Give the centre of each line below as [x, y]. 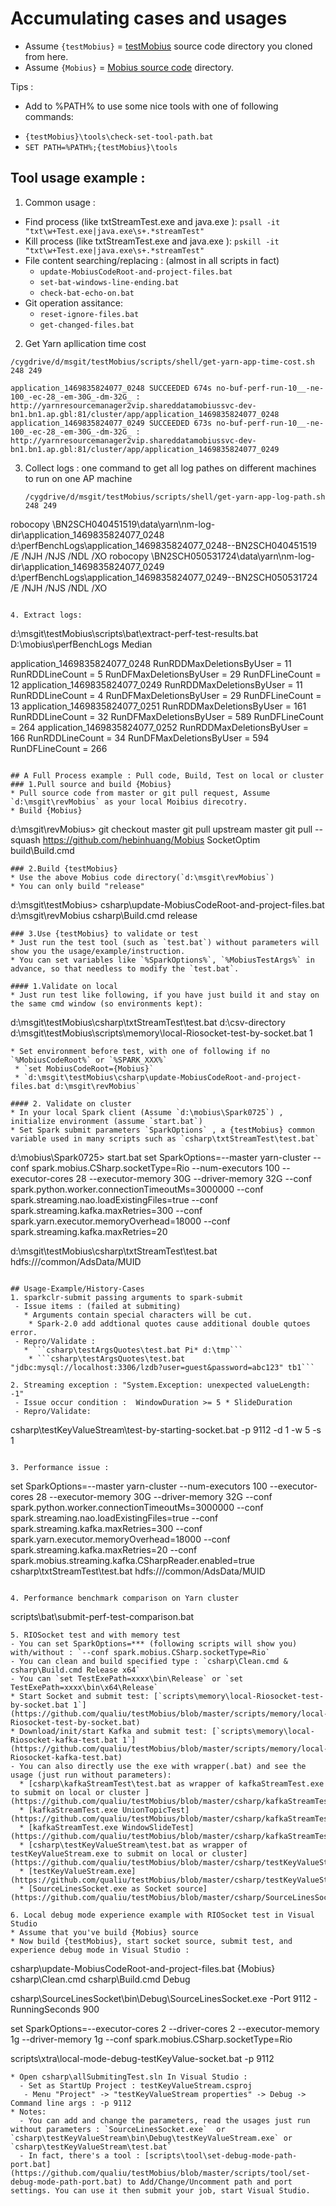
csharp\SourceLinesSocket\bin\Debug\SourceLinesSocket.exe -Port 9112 [161, 1998]
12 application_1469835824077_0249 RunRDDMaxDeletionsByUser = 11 [156, 684]
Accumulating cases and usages [149, 18]
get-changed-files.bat [87, 325]
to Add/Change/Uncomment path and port [209, 2182]
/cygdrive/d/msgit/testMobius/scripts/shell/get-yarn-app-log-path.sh [175, 497]
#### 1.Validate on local [64, 986]
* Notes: [28, 2112]
